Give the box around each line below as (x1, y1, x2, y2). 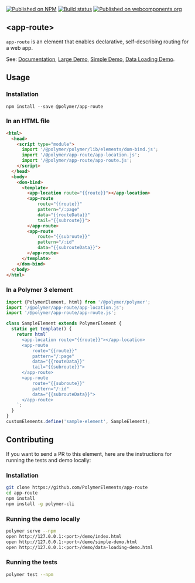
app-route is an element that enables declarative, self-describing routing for (6, 38, 189, 45)
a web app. (6, 44, 33, 51)
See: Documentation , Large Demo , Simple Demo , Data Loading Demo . (6, 56, 175, 63)
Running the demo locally (6, 514, 80, 523)
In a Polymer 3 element (6, 286, 73, 294)
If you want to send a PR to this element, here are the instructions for (6, 450, 172, 457)
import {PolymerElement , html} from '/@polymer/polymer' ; (6, 299, 150, 305)
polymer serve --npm (6, 528, 57, 534)
